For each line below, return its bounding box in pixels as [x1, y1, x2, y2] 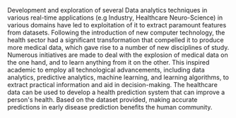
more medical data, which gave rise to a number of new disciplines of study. [7, 44, 230, 51]
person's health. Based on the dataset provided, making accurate [7, 96, 198, 104]
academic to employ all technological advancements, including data [7, 66, 205, 74]
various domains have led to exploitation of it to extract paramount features [7, 21, 227, 29]
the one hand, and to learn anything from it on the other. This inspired [7, 58, 210, 66]
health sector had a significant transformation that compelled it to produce [7, 36, 224, 44]
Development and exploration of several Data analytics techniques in [7, 6, 208, 14]
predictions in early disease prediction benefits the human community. [7, 103, 213, 111]
